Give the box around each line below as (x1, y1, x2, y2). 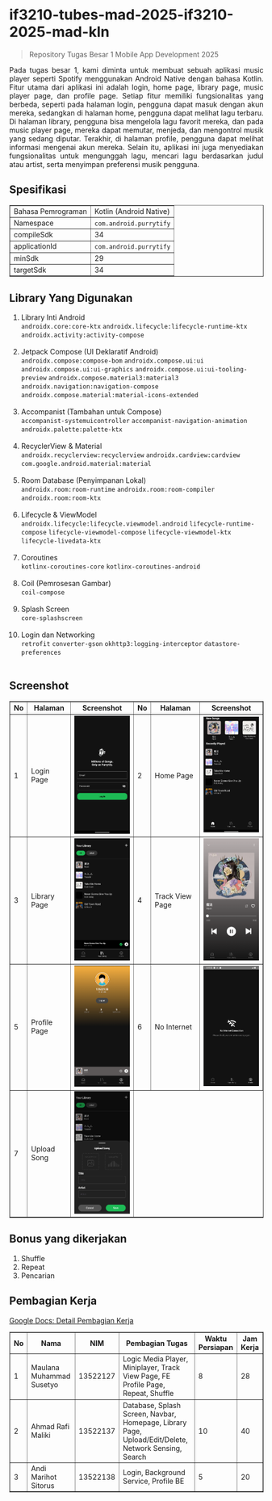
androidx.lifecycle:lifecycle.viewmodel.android (20, 520, 188, 528)
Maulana (31, 1363, 60, 1373)
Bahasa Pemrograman (14, 206, 88, 216)
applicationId (14, 241, 57, 251)
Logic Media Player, (123, 1354, 189, 1364)
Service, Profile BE (123, 1476, 185, 1486)
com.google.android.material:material (20, 460, 152, 468)
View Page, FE (123, 1371, 171, 1382)
